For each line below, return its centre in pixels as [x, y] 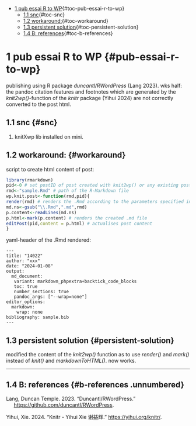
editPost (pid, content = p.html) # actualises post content [79, 224]
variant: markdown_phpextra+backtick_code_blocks [75, 281]
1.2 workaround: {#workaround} [66, 155]
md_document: [27, 276]
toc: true [26, 287]
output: [15, 272]
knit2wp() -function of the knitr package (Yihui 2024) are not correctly [90, 98]
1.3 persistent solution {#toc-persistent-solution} [81, 27]
